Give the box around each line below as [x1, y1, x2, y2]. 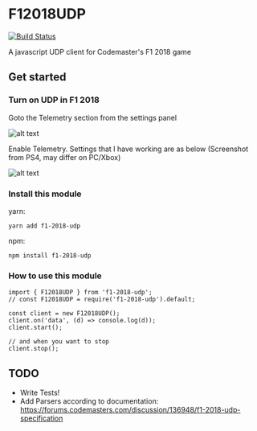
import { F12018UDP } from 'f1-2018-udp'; [8, 289, 153, 297]
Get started [8, 70, 67, 84]
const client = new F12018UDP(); [8, 310, 120, 318]
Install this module [8, 188, 82, 199]
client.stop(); [8, 345, 59, 353]
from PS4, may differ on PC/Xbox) [8, 152, 121, 162]
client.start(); [8, 323, 63, 332]
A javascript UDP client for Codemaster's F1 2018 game [8, 47, 191, 56]
